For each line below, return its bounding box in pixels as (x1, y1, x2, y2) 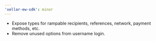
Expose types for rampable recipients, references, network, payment (11, 20, 151, 26)
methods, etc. (11, 25, 40, 31)
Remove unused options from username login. (11, 30, 105, 36)
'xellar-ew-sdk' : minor (4, 7, 53, 12)
